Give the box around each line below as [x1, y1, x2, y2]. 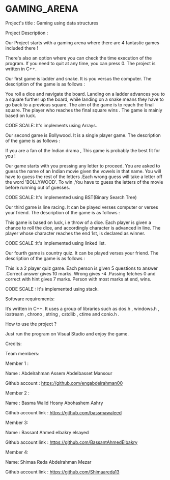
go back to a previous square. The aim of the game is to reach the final [5, 101, 154, 107]
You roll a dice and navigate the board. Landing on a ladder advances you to [5, 91, 165, 97]
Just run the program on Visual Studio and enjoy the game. [5, 330, 129, 336]
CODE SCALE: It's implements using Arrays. [5, 122, 97, 128]
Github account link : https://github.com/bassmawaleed [5, 409, 122, 415]
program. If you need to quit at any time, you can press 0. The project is [5, 60, 156, 66]
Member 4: [5, 449, 29, 455]
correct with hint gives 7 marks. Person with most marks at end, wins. [5, 276, 152, 282]
